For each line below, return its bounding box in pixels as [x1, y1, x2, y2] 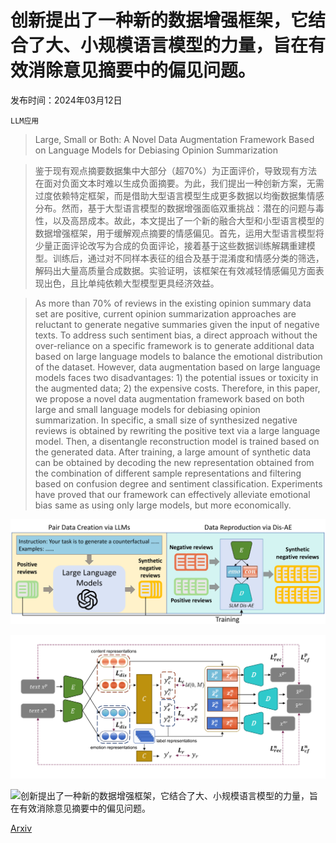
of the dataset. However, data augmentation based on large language [34, 361, 321, 373]
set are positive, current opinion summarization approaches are [34, 307, 297, 320]
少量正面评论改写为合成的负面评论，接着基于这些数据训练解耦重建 [34, 239, 307, 251]
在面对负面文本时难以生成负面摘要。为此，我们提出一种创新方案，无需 [34, 177, 325, 189]
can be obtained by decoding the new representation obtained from [34, 456, 315, 468]
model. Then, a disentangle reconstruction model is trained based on [34, 435, 320, 447]
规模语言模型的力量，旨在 [98, 34, 309, 57]
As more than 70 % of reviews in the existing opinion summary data [34, 297, 312, 309]
